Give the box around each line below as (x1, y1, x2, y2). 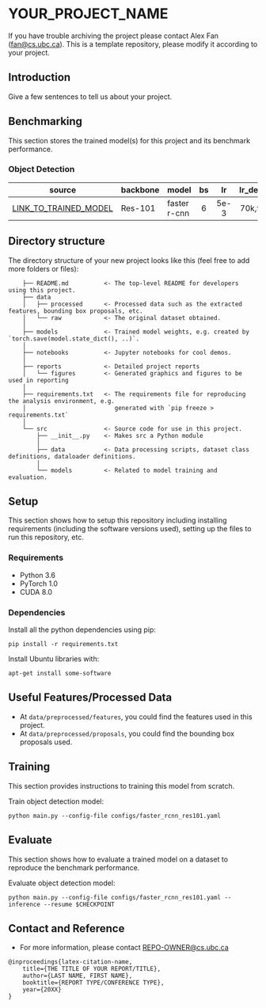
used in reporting (8, 376, 69, 384)
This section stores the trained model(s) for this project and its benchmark (8, 135, 251, 145)
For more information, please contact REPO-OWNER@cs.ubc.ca (19, 943, 230, 953)
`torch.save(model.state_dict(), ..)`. (8, 334, 140, 343)
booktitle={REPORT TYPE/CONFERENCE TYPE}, (22, 979, 165, 987)
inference (8, 900, 41, 908)
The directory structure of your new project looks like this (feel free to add (8, 255, 250, 265)
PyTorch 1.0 (19, 579, 58, 588)
